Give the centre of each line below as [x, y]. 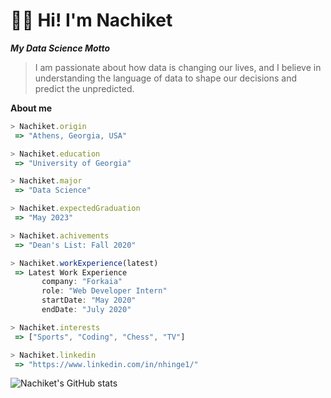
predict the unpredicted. [84, 88]
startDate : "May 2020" [89, 300]
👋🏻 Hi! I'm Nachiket [91, 20]
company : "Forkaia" [82, 282]
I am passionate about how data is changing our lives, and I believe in [178, 67]
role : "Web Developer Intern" [104, 291]
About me [31, 108]
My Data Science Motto [60, 48]
